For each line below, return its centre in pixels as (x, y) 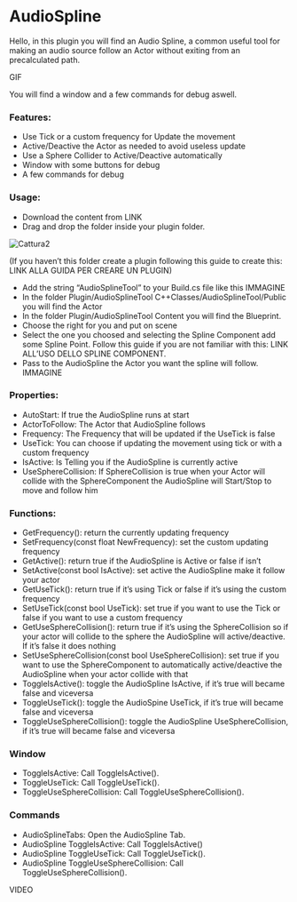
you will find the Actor (62, 306)
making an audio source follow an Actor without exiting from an (125, 50)
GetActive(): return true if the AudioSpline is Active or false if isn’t (141, 561)
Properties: (34, 395)
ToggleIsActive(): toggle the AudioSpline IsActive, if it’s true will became (153, 684)
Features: (30, 117)
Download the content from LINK (82, 217)
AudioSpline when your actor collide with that (105, 675)
